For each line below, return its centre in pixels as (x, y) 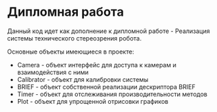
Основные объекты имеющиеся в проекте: (71, 52)
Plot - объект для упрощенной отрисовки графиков (93, 101)
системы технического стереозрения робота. (74, 38)
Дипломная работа (65, 12)
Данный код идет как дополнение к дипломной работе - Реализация (108, 31)
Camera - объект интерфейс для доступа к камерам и (97, 65)
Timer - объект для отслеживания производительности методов (112, 94)
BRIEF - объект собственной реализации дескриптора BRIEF (106, 87)
